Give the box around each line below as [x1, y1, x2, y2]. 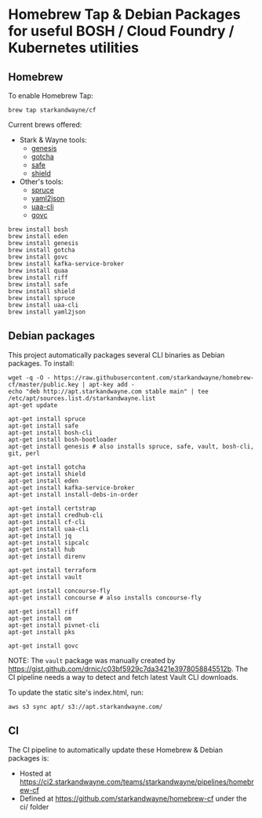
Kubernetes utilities [8, 39, 140, 57]
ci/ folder [19, 801, 49, 811]
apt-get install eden [8, 477, 79, 485]
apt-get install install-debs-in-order [8, 490, 139, 498]
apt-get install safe [8, 422, 79, 430]
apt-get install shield [8, 470, 86, 478]
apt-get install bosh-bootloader [8, 435, 118, 443]
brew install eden [8, 233, 68, 240]
